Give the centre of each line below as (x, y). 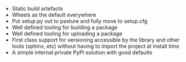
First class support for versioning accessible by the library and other (96, 40)
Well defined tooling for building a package (65, 27)
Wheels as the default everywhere (54, 15)
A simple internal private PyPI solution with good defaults (82, 52)
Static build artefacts (37, 9)
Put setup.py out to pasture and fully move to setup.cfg (80, 21)
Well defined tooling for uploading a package (67, 34)
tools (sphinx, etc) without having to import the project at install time (96, 46)
